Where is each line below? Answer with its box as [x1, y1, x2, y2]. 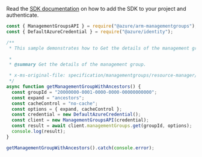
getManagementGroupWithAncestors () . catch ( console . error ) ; [6, 144, 155, 151]
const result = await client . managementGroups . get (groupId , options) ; [11, 123, 192, 129]
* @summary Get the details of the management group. [8, 61, 147, 68]
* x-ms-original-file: [8, 72, 66, 79]
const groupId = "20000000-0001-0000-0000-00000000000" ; [11, 89, 158, 95]
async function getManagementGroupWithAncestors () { [6, 84, 141, 90]
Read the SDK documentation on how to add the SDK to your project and [6, 5, 186, 12]
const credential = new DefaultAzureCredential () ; [11, 111, 141, 118]
